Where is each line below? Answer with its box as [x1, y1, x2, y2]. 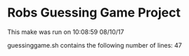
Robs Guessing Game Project [7, 5, 181, 21]
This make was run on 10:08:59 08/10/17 [7, 28, 124, 36]
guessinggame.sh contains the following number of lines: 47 [7, 41, 183, 49]
